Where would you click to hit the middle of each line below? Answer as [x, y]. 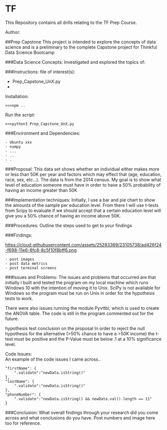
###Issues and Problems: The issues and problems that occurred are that [81, 277]
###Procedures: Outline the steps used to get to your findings [69, 225]
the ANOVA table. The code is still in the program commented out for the [80, 313]
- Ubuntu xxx [19, 142]
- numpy [13, 147]
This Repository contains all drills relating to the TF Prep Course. [71, 22]
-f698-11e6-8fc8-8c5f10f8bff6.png [41, 250]
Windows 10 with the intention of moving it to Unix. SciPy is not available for [83, 288]
